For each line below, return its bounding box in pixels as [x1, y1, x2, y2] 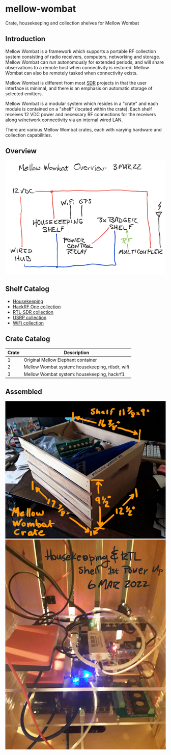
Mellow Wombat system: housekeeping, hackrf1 [23, 371, 125, 377]
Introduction [5, 35, 46, 43]
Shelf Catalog [5, 285, 49, 293]
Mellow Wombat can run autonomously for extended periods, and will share [5, 59, 164, 65]
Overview [5, 147, 37, 155]
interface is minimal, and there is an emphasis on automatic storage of [5, 85, 153, 91]
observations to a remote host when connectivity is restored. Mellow [5, 64, 149, 70]
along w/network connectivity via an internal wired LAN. [5, 117, 123, 123]
